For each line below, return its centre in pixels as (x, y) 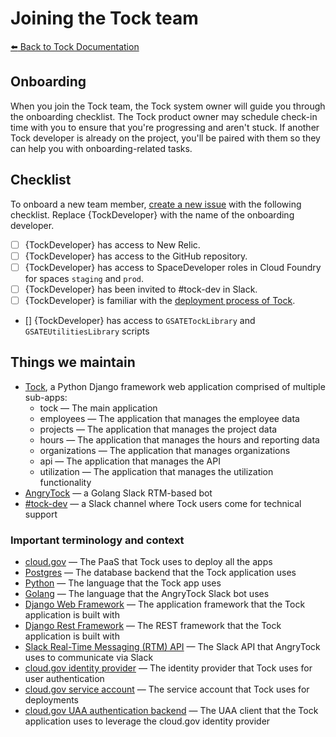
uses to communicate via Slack (89, 657)
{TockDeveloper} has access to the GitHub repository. (136, 256)
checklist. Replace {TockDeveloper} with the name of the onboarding (152, 214)
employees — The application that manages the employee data (169, 418)
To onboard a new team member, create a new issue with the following (156, 204)
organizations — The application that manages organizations (165, 450)
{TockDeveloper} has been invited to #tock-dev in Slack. (141, 289)
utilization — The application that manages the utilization (156, 471)
